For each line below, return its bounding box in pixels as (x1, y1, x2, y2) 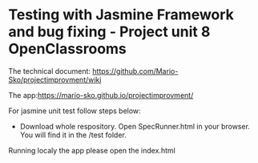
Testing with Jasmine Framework (8, 6, 235, 24)
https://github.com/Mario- (91, 66, 179, 75)
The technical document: (8, 66, 91, 75)
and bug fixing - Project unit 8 (8, 22, 211, 41)
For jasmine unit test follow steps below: (8, 106, 142, 116)
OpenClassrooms (8, 40, 127, 58)
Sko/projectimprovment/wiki (8, 75, 102, 84)
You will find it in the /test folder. (19, 130, 127, 140)
